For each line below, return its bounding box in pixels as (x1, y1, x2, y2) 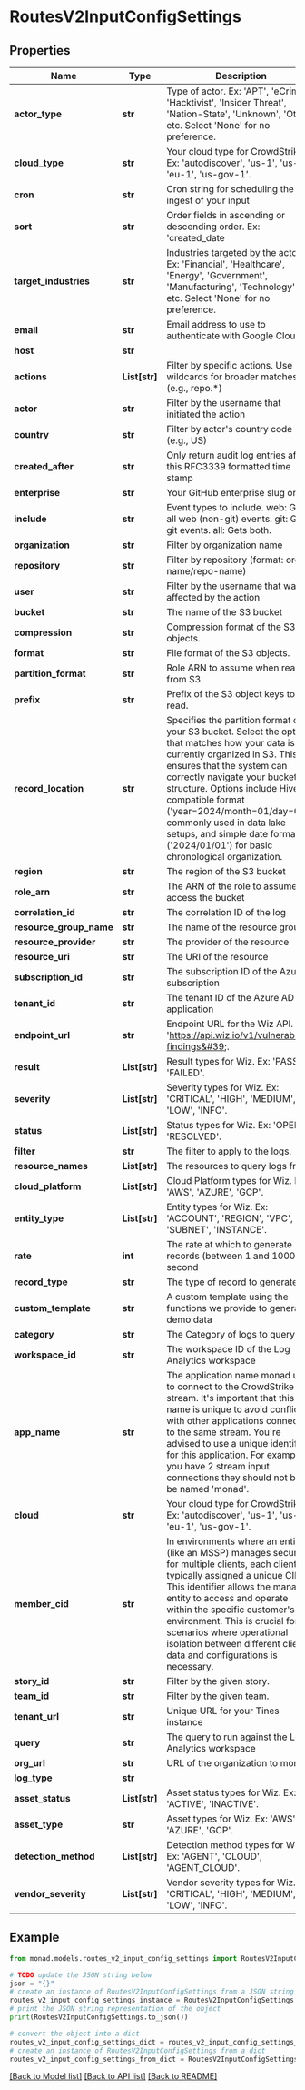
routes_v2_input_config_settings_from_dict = (9, 2055, 184, 2064)
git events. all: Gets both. (166, 524, 272, 536)
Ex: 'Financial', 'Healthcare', (166, 257, 286, 270)
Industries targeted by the (166, 247, 277, 258)
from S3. (166, 673, 204, 685)
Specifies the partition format (166, 714, 291, 726)
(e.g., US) (166, 434, 207, 447)
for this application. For (166, 1449, 265, 1461)
